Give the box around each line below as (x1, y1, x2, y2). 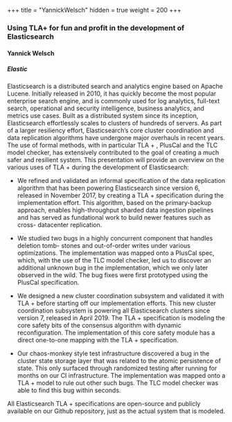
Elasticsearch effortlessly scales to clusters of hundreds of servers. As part (7, 119, 222, 128)
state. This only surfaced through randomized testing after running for (17, 364, 217, 373)
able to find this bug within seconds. (17, 386, 121, 394)
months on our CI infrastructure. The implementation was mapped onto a (17, 371, 226, 380)
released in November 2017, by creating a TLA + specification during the (17, 191, 224, 200)
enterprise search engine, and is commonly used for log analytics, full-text (7, 97, 220, 105)
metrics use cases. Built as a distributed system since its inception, (7, 112, 199, 120)
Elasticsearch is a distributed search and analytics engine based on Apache (7, 82, 223, 91)
